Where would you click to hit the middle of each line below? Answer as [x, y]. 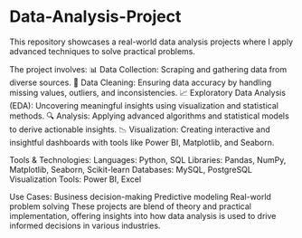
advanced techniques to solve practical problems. [103, 51]
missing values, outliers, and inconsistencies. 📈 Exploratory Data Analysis [148, 92]
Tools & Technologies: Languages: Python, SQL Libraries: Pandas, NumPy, [148, 159]
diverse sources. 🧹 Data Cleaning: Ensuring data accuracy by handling [141, 82]
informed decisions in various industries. [85, 225]
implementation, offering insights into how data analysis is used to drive [143, 215]
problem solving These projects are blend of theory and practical [130, 206]
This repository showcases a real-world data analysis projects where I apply [151, 42]
